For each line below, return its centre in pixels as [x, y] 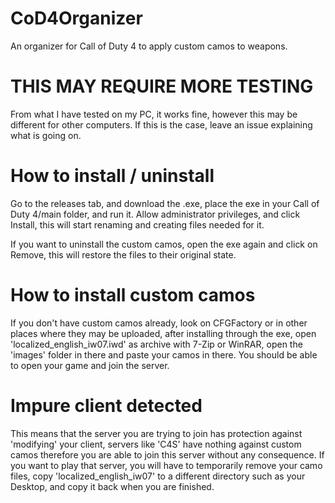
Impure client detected [106, 405]
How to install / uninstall [112, 176]
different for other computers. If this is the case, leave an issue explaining [161, 124]
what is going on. [46, 135]
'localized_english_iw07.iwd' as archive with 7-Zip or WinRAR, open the [156, 344]
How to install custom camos [133, 295]
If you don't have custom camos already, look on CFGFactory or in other [159, 323]
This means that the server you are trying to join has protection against [156, 433]
